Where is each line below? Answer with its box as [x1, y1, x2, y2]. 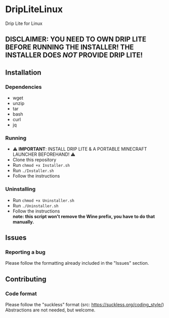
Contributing [5, 275, 47, 284]
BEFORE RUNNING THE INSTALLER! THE [5, 43, 134, 52]
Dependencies [5, 83, 42, 90]
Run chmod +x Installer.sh [12, 162, 70, 168]
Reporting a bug [5, 249, 46, 256]
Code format [5, 290, 37, 297]
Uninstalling [5, 186, 36, 193]
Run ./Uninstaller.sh [12, 202, 59, 208]
